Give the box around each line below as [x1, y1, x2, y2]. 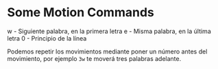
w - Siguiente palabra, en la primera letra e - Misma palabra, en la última [7, 27, 211, 35]
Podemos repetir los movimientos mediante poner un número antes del [7, 47, 208, 55]
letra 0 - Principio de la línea [7, 34, 87, 42]
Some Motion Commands [7, 5, 154, 20]
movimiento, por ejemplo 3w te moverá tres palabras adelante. [7, 54, 182, 62]
